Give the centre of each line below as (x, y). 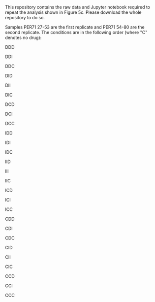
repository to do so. (25, 17)
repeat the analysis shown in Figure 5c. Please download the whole (73, 12)
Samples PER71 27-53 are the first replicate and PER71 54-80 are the (75, 27)
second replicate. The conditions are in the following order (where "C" (76, 32)
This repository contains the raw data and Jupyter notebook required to (77, 7)
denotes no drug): (23, 37)
